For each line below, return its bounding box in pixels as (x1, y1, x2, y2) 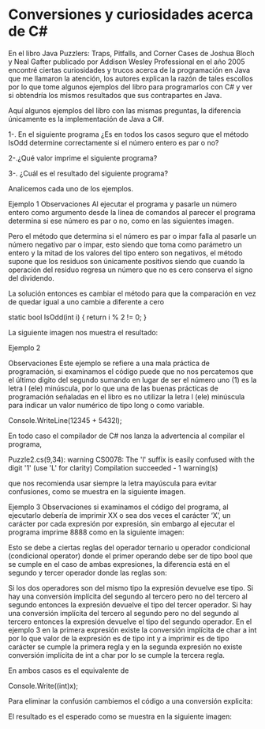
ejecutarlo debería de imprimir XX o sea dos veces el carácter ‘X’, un (8, 510, 231, 519)
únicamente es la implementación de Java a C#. (8, 114, 164, 123)
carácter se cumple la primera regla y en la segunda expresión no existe (8, 642, 243, 652)
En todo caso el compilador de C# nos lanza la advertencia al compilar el (8, 431, 245, 440)
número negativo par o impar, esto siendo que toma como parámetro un (8, 240, 242, 249)
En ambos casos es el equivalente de (8, 666, 129, 675)
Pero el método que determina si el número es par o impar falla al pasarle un (8, 231, 257, 240)
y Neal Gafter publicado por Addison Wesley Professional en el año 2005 (8, 57, 246, 66)
